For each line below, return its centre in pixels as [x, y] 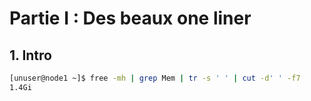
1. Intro [30, 55]
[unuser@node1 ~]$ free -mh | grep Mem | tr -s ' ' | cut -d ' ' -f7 [155, 78]
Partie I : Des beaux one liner [130, 18]
